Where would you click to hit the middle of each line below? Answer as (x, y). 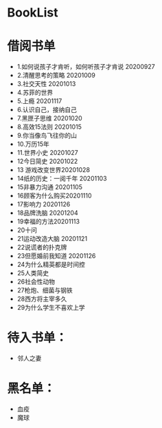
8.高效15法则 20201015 (49, 127)
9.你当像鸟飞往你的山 (47, 136)
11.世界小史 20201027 (47, 153)
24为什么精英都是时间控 (51, 265)
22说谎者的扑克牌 (42, 247)
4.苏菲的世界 (35, 93)
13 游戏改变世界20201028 (54, 170)
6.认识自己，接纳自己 (47, 110)
